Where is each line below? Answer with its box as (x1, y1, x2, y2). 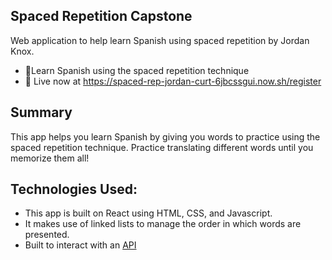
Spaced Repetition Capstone (10, 8, 193, 25)
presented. (24, 229, 70, 241)
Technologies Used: (10, 181, 138, 198)
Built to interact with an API (24, 239, 137, 251)
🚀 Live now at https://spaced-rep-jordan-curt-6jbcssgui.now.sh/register (24, 75, 322, 87)
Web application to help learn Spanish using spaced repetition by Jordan (10, 34, 310, 46)
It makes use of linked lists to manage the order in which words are (24, 218, 302, 230)
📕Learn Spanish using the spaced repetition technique (24, 64, 250, 76)
